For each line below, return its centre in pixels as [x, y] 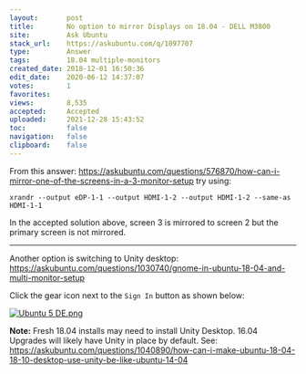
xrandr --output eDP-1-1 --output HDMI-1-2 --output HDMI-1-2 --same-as [150, 197]
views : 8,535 [49, 103]
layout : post [46, 18]
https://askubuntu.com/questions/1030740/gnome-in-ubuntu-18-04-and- [148, 268]
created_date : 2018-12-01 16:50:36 [77, 69]
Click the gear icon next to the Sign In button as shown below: [127, 295]
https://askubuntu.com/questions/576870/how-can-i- [179, 171]
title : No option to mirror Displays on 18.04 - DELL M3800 [140, 26]
